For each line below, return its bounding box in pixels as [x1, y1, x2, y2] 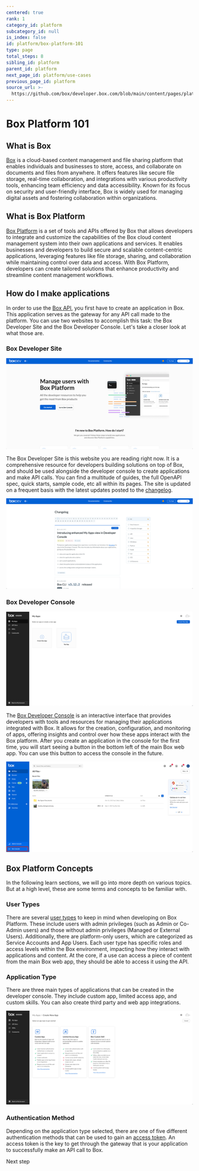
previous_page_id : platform [6, 78, 76, 84]
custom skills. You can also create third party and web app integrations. [6, 998, 181, 1005]
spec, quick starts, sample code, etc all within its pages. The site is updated [6, 480, 191, 487]
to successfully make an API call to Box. [6, 1146, 104, 1153]
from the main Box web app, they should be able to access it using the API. [6, 958, 190, 965]
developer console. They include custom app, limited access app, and [6, 992, 177, 1000]
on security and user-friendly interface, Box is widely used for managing [6, 188, 183, 195]
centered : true [6, 9, 44, 15]
